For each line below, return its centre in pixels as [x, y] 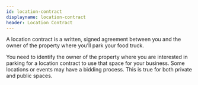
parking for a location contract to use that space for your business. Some [95, 63]
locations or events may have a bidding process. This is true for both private [99, 70]
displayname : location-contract [46, 17]
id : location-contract [34, 12]
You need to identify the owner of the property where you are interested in [97, 57]
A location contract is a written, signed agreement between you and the [94, 40]
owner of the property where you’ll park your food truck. [75, 45]
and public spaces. [29, 76]
